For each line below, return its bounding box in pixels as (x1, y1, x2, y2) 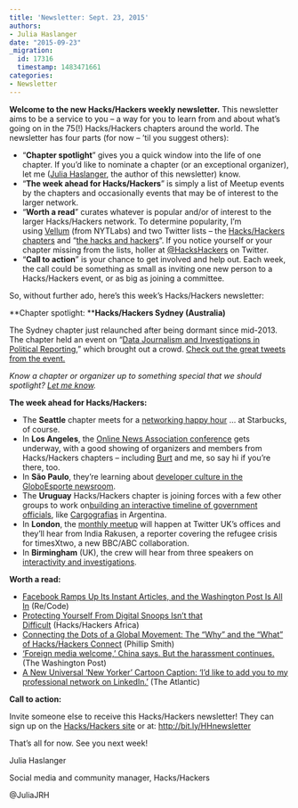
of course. (21, 424, 60, 434)
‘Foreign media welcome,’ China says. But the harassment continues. (21, 647, 275, 658)
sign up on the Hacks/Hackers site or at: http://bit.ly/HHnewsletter (9, 720, 252, 731)
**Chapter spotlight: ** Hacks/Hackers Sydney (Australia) (9, 307, 226, 317)
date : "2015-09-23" (9, 37, 82, 47)
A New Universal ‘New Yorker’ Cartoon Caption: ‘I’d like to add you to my (21, 666, 289, 678)
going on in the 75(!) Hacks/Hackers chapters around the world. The (9, 122, 260, 134)
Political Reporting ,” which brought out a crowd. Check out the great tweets (9, 343, 286, 354)
